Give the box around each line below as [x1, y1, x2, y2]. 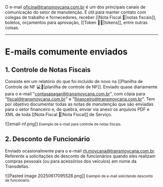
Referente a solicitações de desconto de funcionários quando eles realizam [5, 153, 156, 159]
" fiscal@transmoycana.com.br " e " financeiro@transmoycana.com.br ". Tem [5, 96, 155, 102]
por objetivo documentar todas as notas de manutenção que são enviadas [5, 102, 154, 107]
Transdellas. [5, 163, 30, 169]
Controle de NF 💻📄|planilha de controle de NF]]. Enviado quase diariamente [5, 84, 158, 89]
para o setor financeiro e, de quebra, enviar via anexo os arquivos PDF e [5, 106, 149, 112]
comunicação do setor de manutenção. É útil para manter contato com [5, 9, 147, 15]
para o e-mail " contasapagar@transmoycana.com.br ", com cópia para [5, 91, 146, 97]
